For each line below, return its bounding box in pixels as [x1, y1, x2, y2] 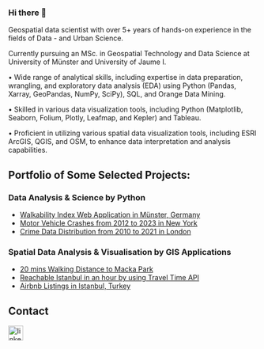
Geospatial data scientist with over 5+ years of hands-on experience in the [8, 25, 251, 35]
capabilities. [8, 146, 47, 155]
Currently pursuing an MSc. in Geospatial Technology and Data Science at [8, 49, 251, 59]
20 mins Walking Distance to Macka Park [19, 264, 154, 274]
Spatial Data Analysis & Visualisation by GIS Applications [8, 246, 232, 257]
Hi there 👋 [8, 7, 47, 18]
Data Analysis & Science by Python [8, 192, 146, 203]
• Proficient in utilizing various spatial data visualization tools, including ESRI [8, 128, 257, 138]
